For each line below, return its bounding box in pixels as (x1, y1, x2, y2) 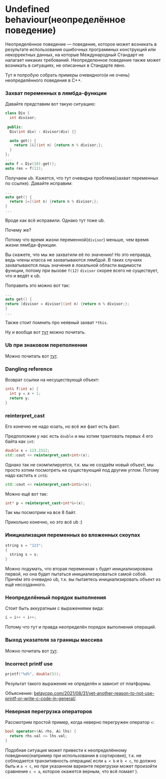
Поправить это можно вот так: (5, 282, 70, 288)
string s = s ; (9, 552, 39, 557)
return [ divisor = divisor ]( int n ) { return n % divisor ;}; (5, 301, 130, 306)
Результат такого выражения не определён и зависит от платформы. (5, 680, 152, 686)
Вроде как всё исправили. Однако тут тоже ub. (5, 218, 105, 224)
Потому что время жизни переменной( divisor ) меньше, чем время (5, 237, 149, 243)
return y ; (9, 395, 30, 400)
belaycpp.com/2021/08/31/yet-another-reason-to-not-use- (34, 690, 155, 696)
